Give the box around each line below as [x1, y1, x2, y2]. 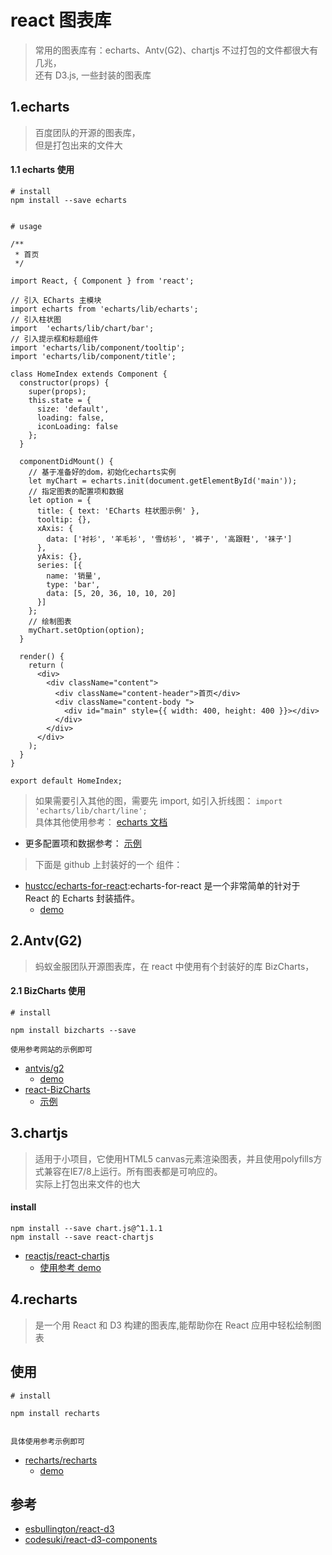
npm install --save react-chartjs [10, 1232, 155, 1242]
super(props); [28, 386, 87, 396]
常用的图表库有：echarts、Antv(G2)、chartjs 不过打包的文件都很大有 [34, 44, 319, 56]
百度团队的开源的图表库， [34, 126, 141, 138]
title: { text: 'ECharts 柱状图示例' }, [36, 506, 200, 516]
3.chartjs [10, 1125, 69, 1142]
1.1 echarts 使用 [10, 164, 75, 176]
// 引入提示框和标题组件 [10, 334, 99, 344]
